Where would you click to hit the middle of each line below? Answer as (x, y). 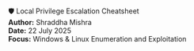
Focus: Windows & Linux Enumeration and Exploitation (97, 39)
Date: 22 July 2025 (40, 31)
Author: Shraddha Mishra (50, 22)
